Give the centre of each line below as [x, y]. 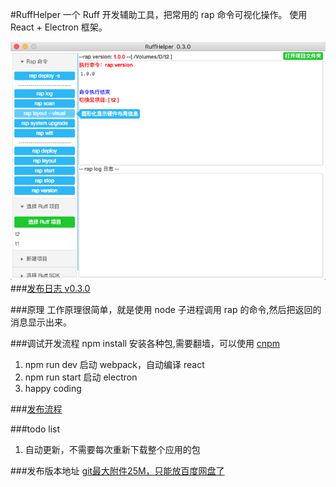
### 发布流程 [36, 409]
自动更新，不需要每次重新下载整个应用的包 [112, 450]
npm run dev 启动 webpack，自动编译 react [114, 365]
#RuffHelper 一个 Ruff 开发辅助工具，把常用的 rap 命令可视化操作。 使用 [159, 14]
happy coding [53, 389]
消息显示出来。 [41, 322]
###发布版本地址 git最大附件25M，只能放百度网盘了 [117, 471]
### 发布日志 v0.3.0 [50, 289]
